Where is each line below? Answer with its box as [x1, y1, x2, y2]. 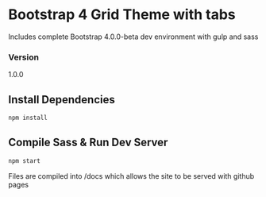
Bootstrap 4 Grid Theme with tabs [8, 6, 236, 24]
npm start [8, 156, 41, 164]
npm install [8, 114, 48, 122]
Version [8, 52, 40, 63]
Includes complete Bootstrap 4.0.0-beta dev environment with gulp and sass [8, 32, 259, 41]
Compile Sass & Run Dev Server [8, 136, 168, 149]
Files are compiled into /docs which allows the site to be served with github [8, 171, 255, 180]
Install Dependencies [8, 93, 115, 106]
